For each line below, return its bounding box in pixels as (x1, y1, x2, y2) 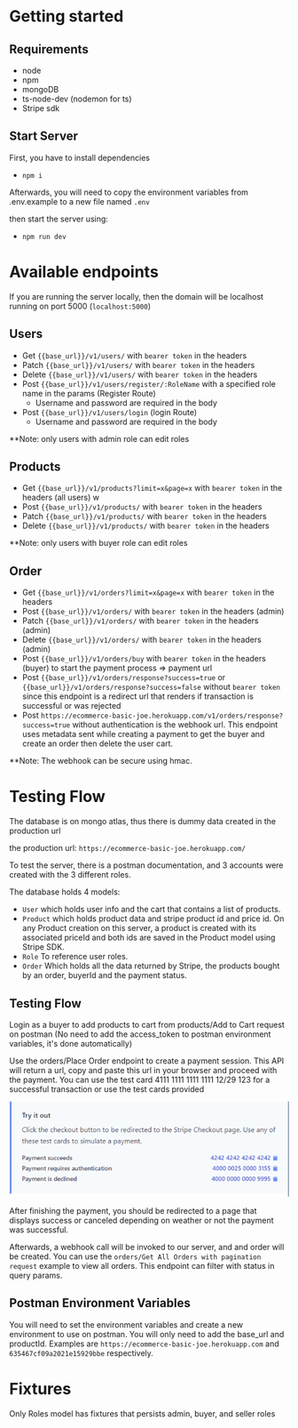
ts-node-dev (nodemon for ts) (21, 93, 132, 104)
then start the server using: (9, 213, 109, 224)
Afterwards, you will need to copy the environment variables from (9, 187, 248, 197)
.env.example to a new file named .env (9, 196, 151, 206)
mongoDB (21, 84, 59, 94)
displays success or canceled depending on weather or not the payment (9, 1215, 274, 1226)
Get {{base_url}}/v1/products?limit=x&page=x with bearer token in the (21, 483, 283, 493)
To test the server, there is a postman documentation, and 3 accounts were (9, 860, 284, 870)
